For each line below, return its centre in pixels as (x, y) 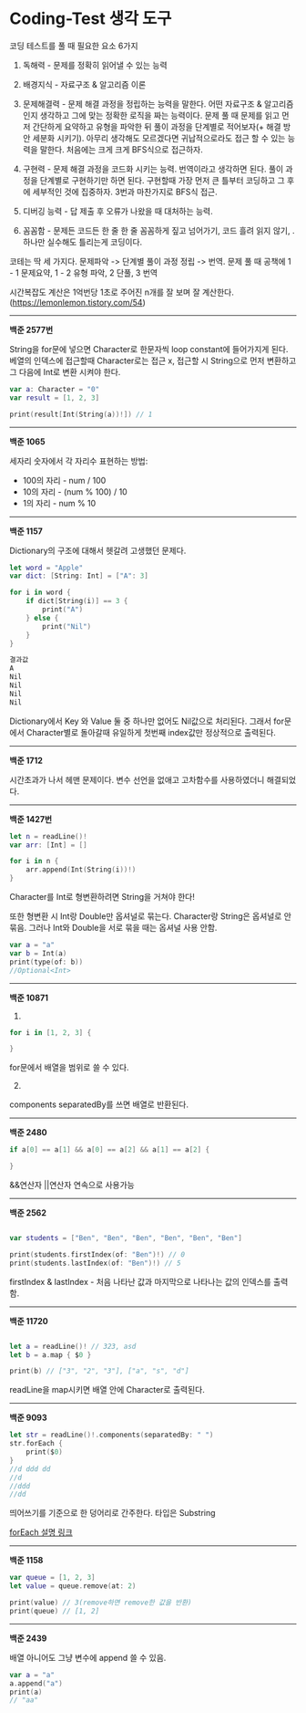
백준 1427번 (31, 819)
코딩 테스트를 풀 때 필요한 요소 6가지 (74, 46)
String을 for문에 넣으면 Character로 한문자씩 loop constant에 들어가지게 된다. (149, 349)
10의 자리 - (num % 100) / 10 (75, 491)
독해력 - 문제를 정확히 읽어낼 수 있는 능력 (95, 65)
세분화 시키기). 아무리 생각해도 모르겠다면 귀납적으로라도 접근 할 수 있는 (159, 138)
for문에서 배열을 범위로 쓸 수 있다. (69, 1068)
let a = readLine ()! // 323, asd (73, 1346)
